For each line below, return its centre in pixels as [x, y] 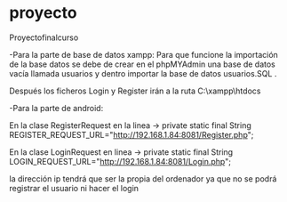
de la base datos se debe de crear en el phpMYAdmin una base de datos [142, 64]
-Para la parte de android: [56, 108]
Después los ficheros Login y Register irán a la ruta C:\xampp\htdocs [135, 91]
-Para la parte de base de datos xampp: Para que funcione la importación [143, 54]
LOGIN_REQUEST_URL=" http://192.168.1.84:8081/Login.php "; [120, 161]
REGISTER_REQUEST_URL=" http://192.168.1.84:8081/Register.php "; [132, 134]
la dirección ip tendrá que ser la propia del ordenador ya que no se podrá [143, 178]
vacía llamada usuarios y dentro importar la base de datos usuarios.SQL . [143, 73]
